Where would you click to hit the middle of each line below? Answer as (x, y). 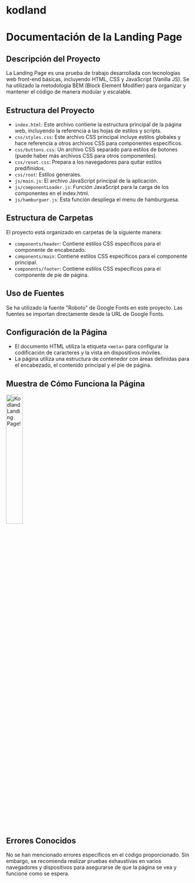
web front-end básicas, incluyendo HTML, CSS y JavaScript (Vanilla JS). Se (98, 79)
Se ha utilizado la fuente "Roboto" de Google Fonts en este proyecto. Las (95, 307)
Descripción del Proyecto (53, 59)
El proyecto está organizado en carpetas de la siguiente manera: (84, 232)
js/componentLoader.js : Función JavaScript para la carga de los (92, 187)
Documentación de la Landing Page (94, 37)
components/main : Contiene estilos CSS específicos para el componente (101, 256)
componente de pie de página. (52, 275)
